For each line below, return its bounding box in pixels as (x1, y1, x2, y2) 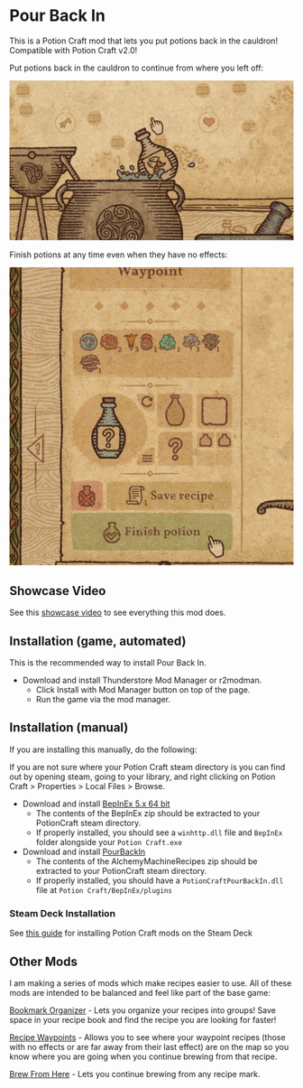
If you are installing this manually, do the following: (9, 744, 197, 755)
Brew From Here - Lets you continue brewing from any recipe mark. (9, 1068, 261, 1079)
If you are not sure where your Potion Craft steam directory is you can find (9, 761, 286, 772)
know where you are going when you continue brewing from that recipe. (9, 1051, 278, 1062)
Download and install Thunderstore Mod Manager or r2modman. (22, 674, 262, 685)
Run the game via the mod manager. (35, 694, 171, 704)
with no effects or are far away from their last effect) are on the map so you (9, 1041, 289, 1052)
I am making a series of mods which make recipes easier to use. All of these (9, 977, 292, 989)
